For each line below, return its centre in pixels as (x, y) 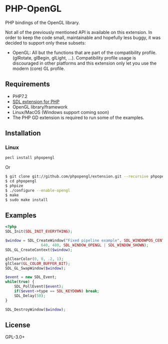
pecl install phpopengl (30, 158)
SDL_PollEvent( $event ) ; (39, 286)
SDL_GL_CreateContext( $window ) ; (39, 250)
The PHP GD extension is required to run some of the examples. (78, 117)
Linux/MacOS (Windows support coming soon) (61, 112)
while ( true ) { (20, 282)
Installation (23, 133)
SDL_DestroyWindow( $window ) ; (35, 309)
